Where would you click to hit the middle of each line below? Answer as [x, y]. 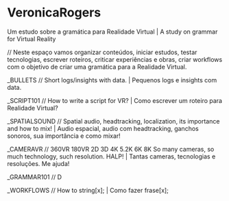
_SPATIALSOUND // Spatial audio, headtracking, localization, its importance [113, 121]
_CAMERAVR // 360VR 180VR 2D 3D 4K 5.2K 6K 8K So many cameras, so [111, 149]
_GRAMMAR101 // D [35, 177]
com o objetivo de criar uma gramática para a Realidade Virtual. [97, 67]
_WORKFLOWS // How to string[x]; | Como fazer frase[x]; [88, 190]
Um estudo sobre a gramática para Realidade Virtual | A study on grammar [112, 32]
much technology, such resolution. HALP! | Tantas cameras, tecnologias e [111, 156]
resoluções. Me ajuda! [38, 163]
